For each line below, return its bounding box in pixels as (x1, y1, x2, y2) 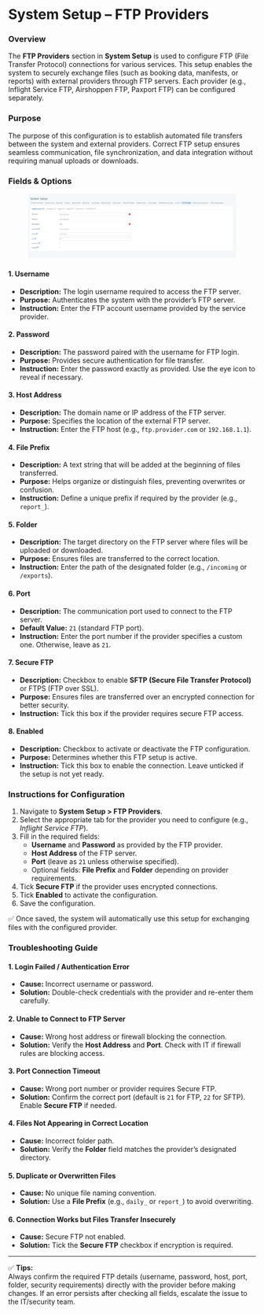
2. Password (8, 330, 49, 339)
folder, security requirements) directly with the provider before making (8, 1280, 236, 1290)
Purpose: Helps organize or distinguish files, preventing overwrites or (19, 477, 246, 486)
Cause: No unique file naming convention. (19, 1188, 157, 1198)
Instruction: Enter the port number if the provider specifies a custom (19, 631, 243, 640)
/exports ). (19, 570, 53, 580)
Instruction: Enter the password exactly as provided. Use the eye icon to (19, 364, 255, 373)
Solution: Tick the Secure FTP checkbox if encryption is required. (19, 1241, 233, 1250)
